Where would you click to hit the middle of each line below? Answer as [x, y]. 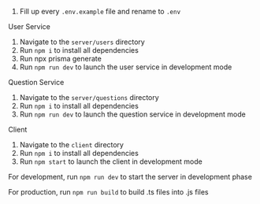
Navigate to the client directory [72, 145]
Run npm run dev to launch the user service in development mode [126, 67]
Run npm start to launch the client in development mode [111, 161]
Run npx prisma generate [61, 59]
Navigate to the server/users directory [82, 42]
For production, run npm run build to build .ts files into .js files [108, 192]
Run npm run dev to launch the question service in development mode [132, 114]
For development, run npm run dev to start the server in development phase [130, 177]
